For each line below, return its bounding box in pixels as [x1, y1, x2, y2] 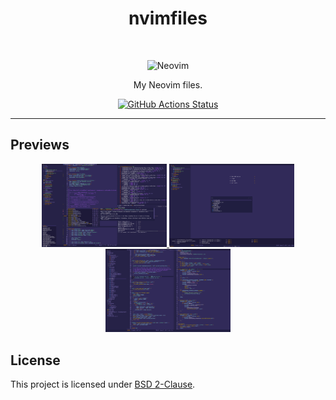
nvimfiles [128, 7, 208, 30]
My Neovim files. [133, 78, 203, 91]
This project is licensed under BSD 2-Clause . [10, 378, 196, 391]
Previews [10, 137, 70, 154]
